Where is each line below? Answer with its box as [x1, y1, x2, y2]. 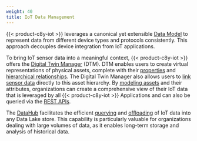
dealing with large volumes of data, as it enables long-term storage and [6, 122, 179, 129]
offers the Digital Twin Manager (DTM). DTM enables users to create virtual [6, 60, 189, 68]
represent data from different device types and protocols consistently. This [6, 36, 188, 43]
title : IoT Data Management [6, 14, 75, 20]
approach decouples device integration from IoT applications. [6, 42, 155, 50]
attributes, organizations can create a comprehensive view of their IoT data [6, 85, 188, 92]
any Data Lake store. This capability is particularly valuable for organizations [6, 115, 191, 122]
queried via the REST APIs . [6, 98, 71, 105]
